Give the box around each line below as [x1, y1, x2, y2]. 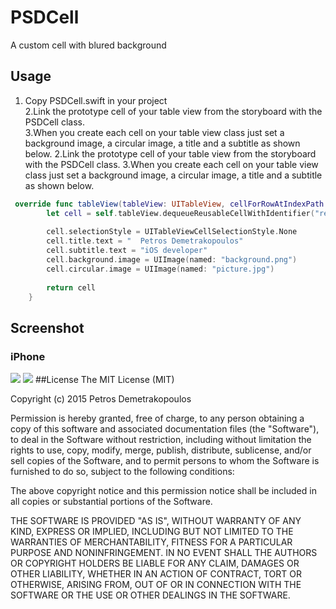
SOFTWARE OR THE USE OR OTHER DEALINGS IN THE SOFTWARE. [10, 589, 291, 601]
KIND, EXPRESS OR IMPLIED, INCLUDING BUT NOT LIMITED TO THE [10, 526, 294, 538]
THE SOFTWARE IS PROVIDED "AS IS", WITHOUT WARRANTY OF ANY [10, 515, 302, 527]
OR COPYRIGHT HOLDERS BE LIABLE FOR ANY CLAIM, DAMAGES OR [10, 557, 300, 570]
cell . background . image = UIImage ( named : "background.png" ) [46, 255, 298, 265]
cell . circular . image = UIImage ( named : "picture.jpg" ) [46, 264, 275, 274]
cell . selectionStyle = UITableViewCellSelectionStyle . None [46, 227, 298, 237]
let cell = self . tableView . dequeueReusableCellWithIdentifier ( [46, 208, 315, 218]
